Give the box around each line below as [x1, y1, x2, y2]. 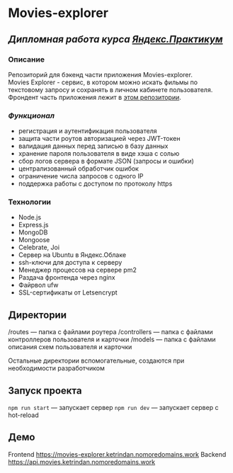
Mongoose [18, 236, 50, 244]
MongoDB [18, 228, 48, 236]
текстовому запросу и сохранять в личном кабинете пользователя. [8, 85, 213, 93]
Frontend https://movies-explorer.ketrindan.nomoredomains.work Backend [8, 450, 227, 458]
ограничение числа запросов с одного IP [18, 172, 144, 181]
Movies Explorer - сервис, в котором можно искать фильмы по [8, 78, 198, 86]
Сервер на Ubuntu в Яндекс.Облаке [18, 251, 127, 259]
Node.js [18, 213, 42, 222]
